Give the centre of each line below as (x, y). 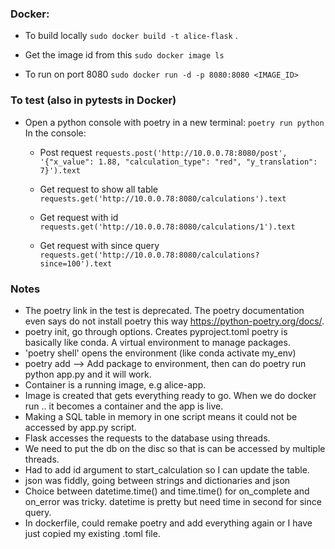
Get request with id (79, 217)
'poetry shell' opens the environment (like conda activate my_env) (160, 353)
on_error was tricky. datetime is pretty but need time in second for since (173, 501)
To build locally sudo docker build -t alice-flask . (131, 36)
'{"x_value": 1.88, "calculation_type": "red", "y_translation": (178, 162)
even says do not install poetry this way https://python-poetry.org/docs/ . (174, 321)
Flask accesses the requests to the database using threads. (147, 438)
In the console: (55, 133)
